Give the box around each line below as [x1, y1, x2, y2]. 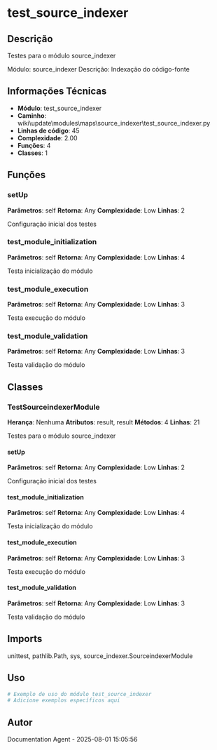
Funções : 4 [17, 141, 51, 149]
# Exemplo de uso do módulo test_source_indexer [7, 690, 152, 697]
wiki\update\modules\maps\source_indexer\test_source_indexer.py [17, 119, 211, 127]
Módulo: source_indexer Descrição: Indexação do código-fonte [7, 65, 190, 73]
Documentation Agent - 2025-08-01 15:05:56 [7, 735, 138, 744]
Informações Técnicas [7, 86, 107, 98]
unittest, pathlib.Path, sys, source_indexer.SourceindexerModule [7, 651, 193, 660]
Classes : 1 [17, 149, 48, 157]
